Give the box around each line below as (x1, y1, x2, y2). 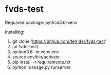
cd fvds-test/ (12, 43, 39, 49)
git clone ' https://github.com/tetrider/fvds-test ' (12, 38, 107, 44)
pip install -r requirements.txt (12, 59, 71, 65)
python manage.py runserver (12, 64, 71, 70)
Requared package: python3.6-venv (5, 19, 77, 25)
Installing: (5, 29, 24, 35)
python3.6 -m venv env (12, 49, 59, 55)
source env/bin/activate (12, 54, 60, 59)
